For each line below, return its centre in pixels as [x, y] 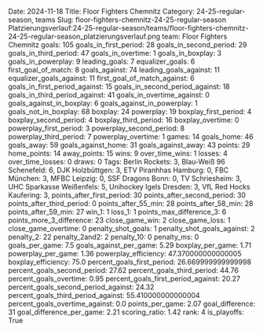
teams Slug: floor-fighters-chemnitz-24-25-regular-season [130, 20]
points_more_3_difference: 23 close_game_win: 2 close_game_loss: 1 [119, 220]
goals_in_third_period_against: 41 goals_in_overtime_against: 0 [109, 95]
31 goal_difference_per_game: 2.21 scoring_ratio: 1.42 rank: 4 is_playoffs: [126, 312]
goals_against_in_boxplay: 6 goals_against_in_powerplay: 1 [103, 103]
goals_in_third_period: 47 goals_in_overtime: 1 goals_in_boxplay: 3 [115, 53]
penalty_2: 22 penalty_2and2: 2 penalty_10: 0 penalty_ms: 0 [104, 237]
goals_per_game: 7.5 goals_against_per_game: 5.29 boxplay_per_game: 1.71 [130, 245]
